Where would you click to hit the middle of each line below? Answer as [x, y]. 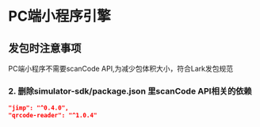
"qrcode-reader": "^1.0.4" [53, 116]
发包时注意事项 [45, 48]
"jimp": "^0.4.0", [38, 108]
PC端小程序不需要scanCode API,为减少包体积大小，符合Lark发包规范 [121, 69]
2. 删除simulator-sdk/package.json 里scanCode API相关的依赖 [130, 90]
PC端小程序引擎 [59, 16]
